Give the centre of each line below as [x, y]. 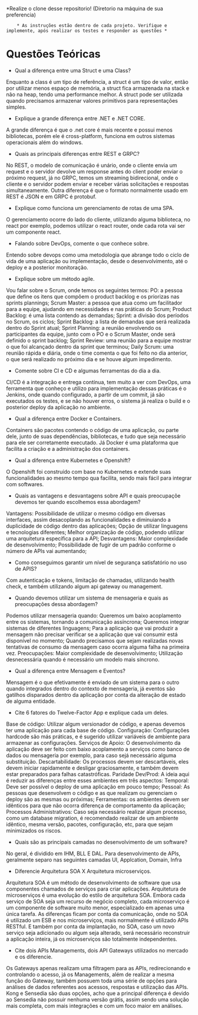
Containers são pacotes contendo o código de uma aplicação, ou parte [93, 430]
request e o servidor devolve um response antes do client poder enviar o [94, 171]
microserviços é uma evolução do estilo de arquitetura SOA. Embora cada [96, 895]
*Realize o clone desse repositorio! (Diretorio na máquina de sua [85, 9]
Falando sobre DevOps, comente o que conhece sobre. [82, 243]
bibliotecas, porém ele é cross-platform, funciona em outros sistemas [90, 136]
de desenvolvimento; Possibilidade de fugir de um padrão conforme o [91, 545]
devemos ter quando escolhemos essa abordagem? [77, 502]
